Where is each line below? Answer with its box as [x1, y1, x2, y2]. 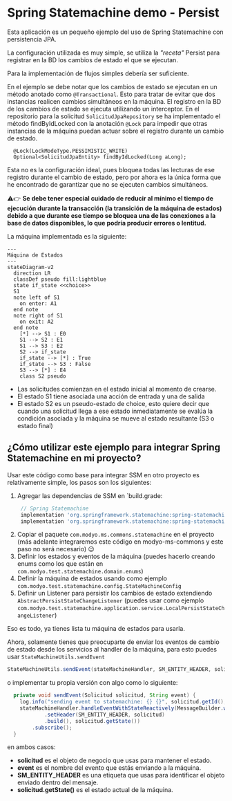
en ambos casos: [7, 743, 56, 751]
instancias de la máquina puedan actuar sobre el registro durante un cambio [7, 127, 224, 135]
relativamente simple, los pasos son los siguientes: [7, 478, 152, 486]
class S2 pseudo [19, 372, 67, 380]
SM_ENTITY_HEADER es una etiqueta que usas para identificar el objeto [17, 771, 225, 780]
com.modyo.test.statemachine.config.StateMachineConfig [17, 583, 182, 590]
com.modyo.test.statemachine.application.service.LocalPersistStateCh [17, 605, 225, 612]
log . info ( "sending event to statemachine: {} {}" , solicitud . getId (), [19, 699, 227, 706]
